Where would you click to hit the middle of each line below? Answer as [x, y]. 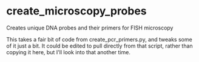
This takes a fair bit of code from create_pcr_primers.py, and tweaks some [99, 39]
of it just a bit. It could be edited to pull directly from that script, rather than [99, 46]
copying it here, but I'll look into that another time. [68, 52]
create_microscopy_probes [76, 11]
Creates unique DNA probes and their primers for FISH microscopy [90, 28]
